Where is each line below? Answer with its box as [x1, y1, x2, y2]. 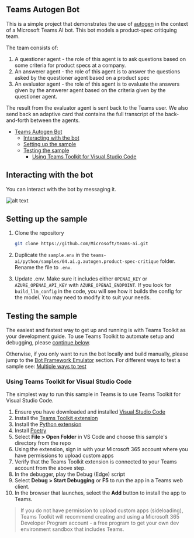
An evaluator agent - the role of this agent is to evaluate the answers [14, 80, 180, 87]
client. [14, 483, 30, 490]
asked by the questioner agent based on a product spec [14, 74, 150, 81]
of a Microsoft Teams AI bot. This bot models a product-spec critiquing [6, 26, 177, 33]
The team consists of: [6, 44, 58, 51]
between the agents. [30, 117, 80, 124]
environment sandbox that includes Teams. [20, 526, 124, 533]
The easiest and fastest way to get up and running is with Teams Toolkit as [6, 327, 186, 334]
